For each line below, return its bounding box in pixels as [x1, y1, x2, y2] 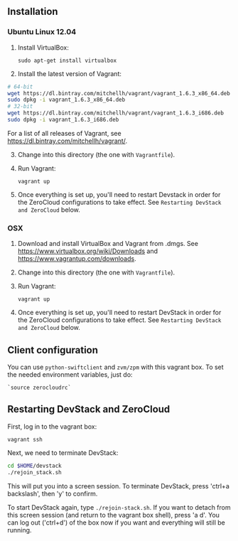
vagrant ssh [7, 436, 43, 443]
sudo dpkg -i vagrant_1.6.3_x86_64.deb [7, 96, 126, 104]
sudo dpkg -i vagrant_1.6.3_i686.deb [7, 117, 119, 124]
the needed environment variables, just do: [7, 370, 133, 379]
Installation [7, 6, 58, 18]
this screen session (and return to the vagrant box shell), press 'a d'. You [7, 510, 220, 519]
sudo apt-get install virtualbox [17, 57, 117, 64]
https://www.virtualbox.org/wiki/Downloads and [17, 247, 158, 255]
